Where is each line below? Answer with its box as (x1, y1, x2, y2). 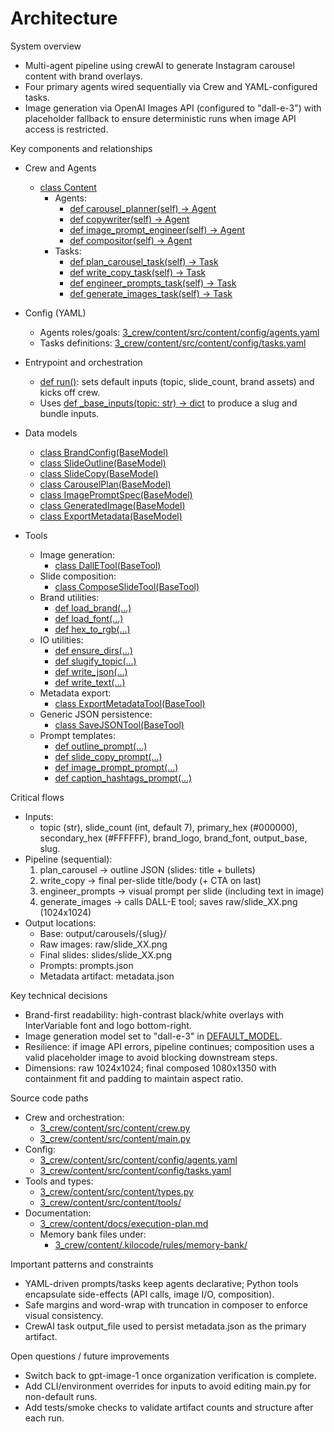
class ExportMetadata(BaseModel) (39, 510, 183, 522)
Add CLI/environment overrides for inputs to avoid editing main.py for (24, 1380, 312, 1392)
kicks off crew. (39, 386, 101, 398)
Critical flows (10, 791, 65, 803)
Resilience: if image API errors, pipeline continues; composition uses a (24, 1040, 315, 1052)
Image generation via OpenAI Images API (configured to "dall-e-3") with (24, 102, 322, 114)
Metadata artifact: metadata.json (39, 970, 175, 982)
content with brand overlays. (24, 70, 143, 82)
